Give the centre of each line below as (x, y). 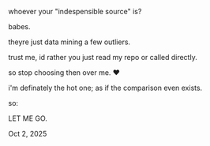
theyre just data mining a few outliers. (69, 42)
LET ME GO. (28, 118)
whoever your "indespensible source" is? (75, 11)
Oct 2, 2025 (28, 134)
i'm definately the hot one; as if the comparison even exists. (105, 88)
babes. (19, 26)
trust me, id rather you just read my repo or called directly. (103, 57)
